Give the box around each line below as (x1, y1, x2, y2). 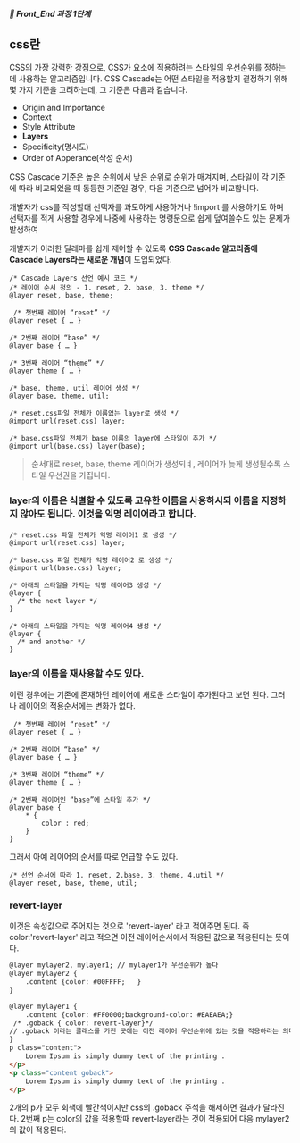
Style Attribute (21, 122, 76, 132)
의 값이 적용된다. (9, 1124, 67, 1135)
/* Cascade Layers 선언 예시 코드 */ (9, 273, 138, 283)
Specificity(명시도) (21, 141, 89, 152)
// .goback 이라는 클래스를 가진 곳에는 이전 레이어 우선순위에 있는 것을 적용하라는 (9, 1027, 279, 1036)
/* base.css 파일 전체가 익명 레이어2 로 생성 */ (9, 555, 173, 565)
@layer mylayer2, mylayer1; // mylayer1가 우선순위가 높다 (9, 961, 219, 970)
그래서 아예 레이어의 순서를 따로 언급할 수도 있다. (9, 852, 179, 861)
